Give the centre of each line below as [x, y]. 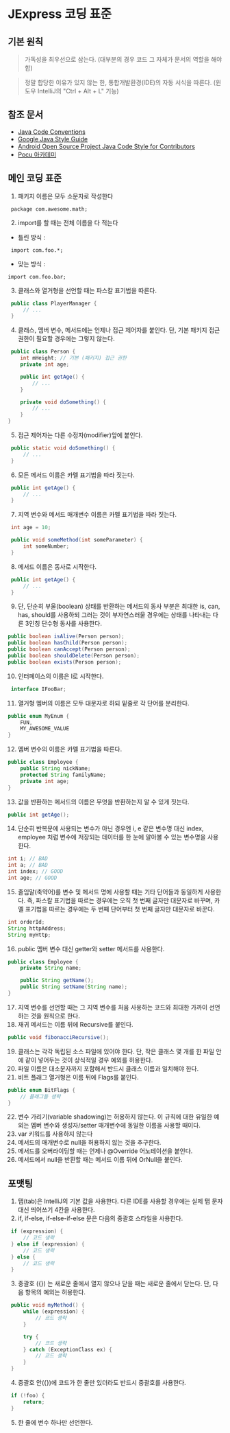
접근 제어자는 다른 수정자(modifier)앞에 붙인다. [80, 435]
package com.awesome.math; [49, 209]
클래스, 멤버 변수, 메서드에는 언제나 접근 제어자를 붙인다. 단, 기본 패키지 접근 [119, 330]
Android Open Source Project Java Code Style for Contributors [106, 146]
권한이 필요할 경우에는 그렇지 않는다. [66, 339]
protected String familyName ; [63, 775]
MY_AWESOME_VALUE [45, 729]
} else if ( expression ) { [48, 1244]
